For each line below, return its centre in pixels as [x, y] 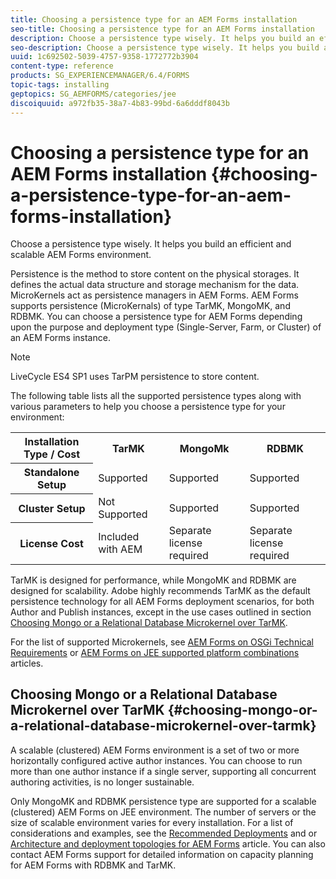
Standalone [51, 473]
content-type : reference [62, 66]
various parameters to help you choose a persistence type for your [148, 407]
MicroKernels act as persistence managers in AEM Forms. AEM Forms [154, 295]
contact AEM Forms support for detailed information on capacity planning [162, 854]
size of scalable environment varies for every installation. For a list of [152, 822]
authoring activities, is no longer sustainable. [102, 782]
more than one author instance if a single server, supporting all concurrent [163, 771]
